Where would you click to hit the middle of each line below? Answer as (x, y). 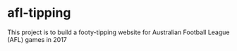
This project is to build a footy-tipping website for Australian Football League (119, 32)
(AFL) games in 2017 (37, 39)
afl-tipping (39, 13)
